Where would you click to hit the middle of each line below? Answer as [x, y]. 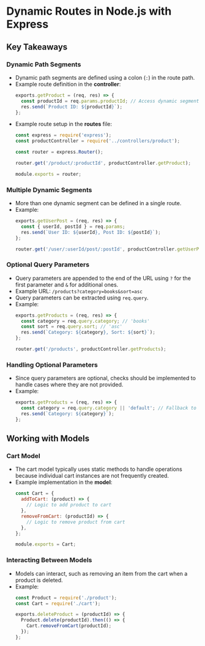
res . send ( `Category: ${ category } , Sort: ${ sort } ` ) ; [88, 332]
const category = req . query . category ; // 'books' [85, 321]
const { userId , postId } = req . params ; [73, 227]
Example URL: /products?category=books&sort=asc [79, 291]
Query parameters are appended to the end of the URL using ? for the [103, 278]
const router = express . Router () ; [59, 152]
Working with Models [48, 439]
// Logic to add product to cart [69, 505]
